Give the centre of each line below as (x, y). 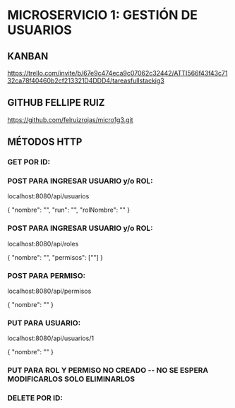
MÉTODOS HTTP (45, 142)
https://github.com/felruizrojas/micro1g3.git (70, 119)
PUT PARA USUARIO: (44, 323)
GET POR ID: (29, 162)
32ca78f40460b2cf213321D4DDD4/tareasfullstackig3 (86, 80)
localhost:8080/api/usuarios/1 (50, 338)
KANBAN (28, 56)
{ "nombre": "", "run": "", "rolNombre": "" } (69, 210)
